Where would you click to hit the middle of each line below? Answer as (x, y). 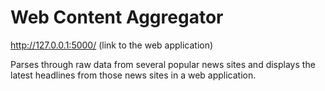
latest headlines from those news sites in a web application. (133, 75)
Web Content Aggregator (117, 17)
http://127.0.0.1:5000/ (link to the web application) (112, 45)
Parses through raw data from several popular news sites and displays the (163, 64)
